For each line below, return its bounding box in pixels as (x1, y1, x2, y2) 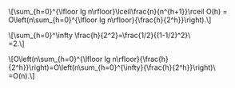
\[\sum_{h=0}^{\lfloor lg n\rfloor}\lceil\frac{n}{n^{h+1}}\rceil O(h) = (8, 7, 228, 16)
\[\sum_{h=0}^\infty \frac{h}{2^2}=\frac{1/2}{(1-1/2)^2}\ (8, 31, 191, 40)
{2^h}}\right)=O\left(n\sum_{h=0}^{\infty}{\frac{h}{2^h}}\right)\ (8, 63, 216, 72)
